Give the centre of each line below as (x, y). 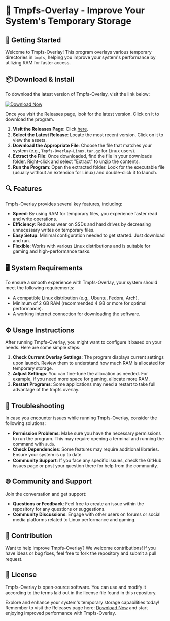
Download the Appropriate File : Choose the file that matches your (82, 145)
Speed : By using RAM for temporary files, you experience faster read (85, 213)
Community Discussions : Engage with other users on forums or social (87, 514)
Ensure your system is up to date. (47, 455)
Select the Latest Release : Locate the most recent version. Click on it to (88, 135)
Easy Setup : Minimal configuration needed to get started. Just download (89, 235)
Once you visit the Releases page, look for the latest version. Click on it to (82, 114)
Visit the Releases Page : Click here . (50, 129)
